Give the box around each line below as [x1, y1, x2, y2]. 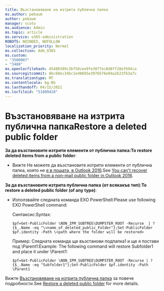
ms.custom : [5, 53, 27, 58]
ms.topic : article [5, 30, 43, 35]
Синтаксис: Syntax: [12, 212, 51, 217]
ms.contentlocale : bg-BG [5, 80, 56, 85]
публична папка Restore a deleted [5, 121, 147, 132]
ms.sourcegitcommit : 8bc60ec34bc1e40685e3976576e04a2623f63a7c [5, 71, 137, 76]
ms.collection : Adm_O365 [5, 48, 56, 53]
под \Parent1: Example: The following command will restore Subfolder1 [12, 243, 153, 249]
